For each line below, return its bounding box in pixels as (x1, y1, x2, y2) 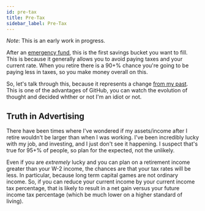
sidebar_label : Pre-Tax (6, 20, 67, 26)
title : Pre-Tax (6, 15, 45, 21)
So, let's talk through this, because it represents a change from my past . (6, 80, 188, 87)
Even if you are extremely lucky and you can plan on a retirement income (6, 158, 190, 166)
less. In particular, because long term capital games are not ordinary (6, 172, 179, 179)
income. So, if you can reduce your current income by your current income (6, 178, 195, 185)
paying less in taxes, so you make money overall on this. (6, 68, 148, 76)
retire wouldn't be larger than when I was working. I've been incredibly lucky (6, 134, 199, 141)
